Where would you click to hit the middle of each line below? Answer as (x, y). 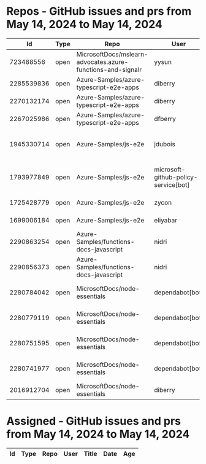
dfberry (165, 119)
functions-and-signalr (109, 69)
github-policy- (176, 177)
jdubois (165, 144)
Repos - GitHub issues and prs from (99, 11)
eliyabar (166, 220)
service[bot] (172, 184)
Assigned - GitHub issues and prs (93, 421)
